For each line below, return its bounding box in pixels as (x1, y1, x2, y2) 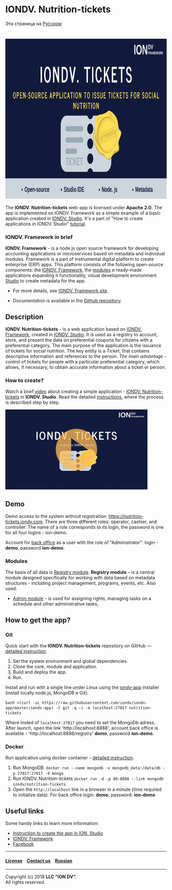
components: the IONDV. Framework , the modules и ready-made (5, 267, 142, 273)
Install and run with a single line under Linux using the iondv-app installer (5, 684, 160, 690)
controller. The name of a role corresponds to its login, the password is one (5, 524, 164, 530)
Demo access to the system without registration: (5, 513, 107, 519)
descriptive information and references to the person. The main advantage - (5, 353, 167, 359)
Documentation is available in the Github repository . (12, 298, 122, 304)
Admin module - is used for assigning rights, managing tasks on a (12, 595, 152, 602)
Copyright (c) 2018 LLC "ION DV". (5, 874, 77, 880)
